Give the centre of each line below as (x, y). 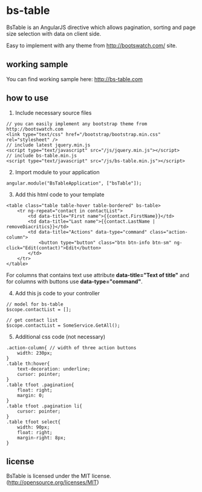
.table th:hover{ (28, 364)
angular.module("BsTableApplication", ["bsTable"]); (74, 183)
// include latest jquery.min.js (48, 145)
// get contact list (32, 320)
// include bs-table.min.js (42, 156)
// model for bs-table (35, 304)
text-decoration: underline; (54, 369)
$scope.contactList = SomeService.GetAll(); (63, 325)
